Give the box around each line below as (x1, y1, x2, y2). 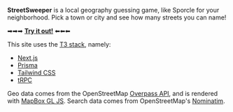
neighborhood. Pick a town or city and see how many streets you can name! (7, 13, 227, 22)
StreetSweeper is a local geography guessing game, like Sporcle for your (7, 6, 220, 14)
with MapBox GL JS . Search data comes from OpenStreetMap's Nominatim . (7, 97, 225, 105)
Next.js (17, 54, 38, 62)
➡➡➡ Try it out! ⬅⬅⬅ (7, 27, 71, 35)
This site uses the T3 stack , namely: (7, 40, 111, 48)
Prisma (17, 61, 38, 69)
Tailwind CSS (17, 69, 56, 77)
